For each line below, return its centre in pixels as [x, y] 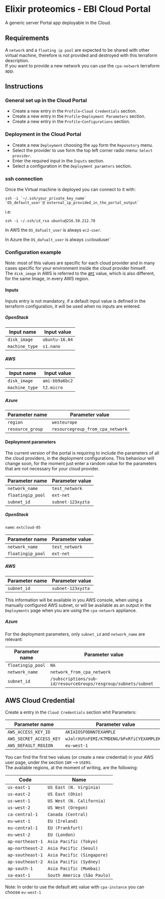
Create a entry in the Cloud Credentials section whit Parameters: [71, 713]
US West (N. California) [76, 801]
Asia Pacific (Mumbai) [74, 869]
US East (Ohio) [65, 794]
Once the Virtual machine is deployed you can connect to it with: [70, 189]
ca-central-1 [23, 815]
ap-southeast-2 [25, 862]
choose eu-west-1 [23, 892]
